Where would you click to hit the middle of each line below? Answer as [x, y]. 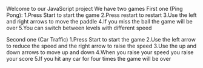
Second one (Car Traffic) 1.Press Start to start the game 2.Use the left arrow [101, 39]
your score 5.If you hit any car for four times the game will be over [89, 59]
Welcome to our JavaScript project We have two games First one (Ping [95, 9]
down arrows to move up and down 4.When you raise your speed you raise [100, 52]
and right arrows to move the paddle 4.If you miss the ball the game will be [99, 21]
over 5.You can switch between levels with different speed [79, 28]
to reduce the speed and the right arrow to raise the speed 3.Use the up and [101, 46]
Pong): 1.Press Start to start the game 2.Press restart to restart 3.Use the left [101, 15]
